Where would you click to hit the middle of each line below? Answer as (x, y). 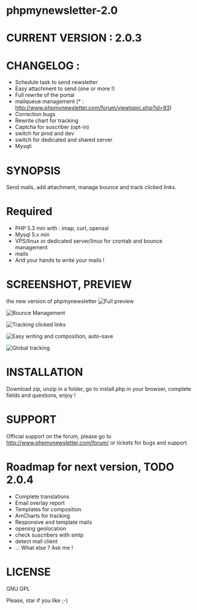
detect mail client (36, 541)
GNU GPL (18, 588)
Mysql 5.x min (32, 235)
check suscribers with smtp (49, 535)
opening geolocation (40, 528)
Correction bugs (35, 114)
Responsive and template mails (53, 522)
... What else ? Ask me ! (44, 547)
